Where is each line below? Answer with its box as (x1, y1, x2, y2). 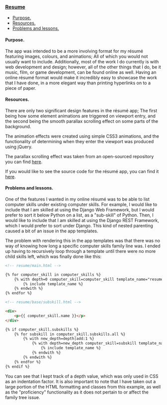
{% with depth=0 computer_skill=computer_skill (14, 277, 114, 282)
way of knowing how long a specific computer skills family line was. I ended (5, 243, 161, 249)
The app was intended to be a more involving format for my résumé (5, 48, 143, 54)
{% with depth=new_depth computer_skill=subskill (31, 341, 137, 346)
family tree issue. (5, 394, 41, 400)
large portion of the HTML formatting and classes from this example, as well (5, 384, 161, 390)
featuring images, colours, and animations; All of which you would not (5, 53, 148, 59)
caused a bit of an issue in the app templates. (5, 228, 98, 234)
